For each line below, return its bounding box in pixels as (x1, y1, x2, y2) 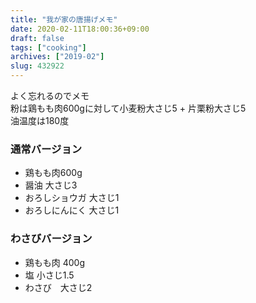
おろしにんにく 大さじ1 (24, 204, 120, 216)
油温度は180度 (10, 115, 70, 126)
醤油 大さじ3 (24, 179, 78, 191)
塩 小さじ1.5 (24, 269, 75, 281)
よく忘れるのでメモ (10, 90, 90, 101)
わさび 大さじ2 (24, 281, 93, 293)
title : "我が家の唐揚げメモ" (10, 14, 118, 25)
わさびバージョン (10, 232, 93, 246)
